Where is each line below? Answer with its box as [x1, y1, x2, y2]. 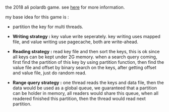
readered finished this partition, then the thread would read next [12, 95, 146, 101]
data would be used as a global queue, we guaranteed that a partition [12, 85, 157, 91]
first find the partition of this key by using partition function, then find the [12, 59, 164, 65]
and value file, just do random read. [12, 70, 87, 76]
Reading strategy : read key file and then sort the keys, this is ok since [12, 49, 160, 54]
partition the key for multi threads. [12, 24, 83, 30]
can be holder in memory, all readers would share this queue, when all [12, 90, 159, 96]
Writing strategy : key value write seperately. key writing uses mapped [12, 34, 160, 39]
